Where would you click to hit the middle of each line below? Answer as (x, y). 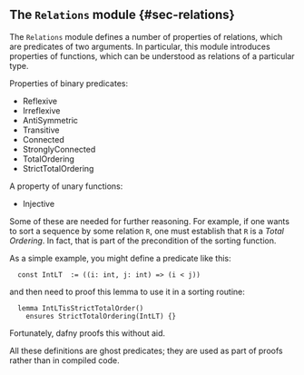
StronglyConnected (59, 149)
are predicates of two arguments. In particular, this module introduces (140, 46)
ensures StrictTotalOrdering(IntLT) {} (101, 316)
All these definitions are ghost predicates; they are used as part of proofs (146, 350)
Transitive (41, 130)
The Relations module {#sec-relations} (123, 15)
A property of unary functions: (66, 186)
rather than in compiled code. (64, 360)
